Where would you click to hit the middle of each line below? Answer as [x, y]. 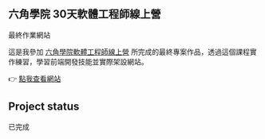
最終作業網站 [29, 35]
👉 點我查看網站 [35, 79]
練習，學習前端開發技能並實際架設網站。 [81, 61]
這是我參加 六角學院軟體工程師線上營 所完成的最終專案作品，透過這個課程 [129, 52]
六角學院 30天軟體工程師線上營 [85, 14]
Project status [44, 107]
